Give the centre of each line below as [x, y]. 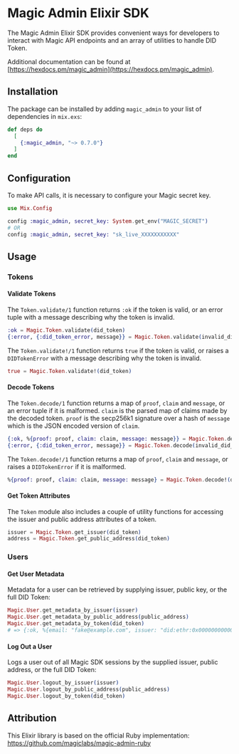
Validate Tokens [32, 294]
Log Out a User [30, 646]
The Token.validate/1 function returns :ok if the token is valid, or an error [115, 309]
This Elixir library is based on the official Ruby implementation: [99, 735]
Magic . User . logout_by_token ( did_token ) [67, 696]
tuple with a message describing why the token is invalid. [91, 317]
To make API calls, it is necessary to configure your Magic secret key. [109, 195]
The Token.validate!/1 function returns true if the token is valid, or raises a [118, 350]
